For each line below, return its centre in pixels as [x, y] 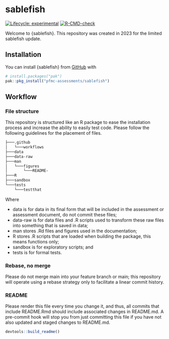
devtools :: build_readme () [32, 332]
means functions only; [36, 241]
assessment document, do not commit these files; [65, 214]
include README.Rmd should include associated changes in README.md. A [85, 312]
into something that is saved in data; [50, 225]
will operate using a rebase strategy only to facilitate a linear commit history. [85, 282]
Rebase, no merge [28, 265]
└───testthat [28, 190]
